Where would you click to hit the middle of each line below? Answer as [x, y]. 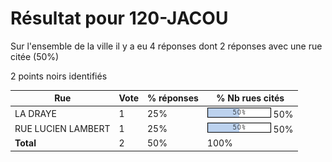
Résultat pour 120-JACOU [119, 18]
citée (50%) [35, 56]
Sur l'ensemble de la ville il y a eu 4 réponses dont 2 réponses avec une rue [166, 46]
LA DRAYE [35, 113]
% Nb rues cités [250, 98]
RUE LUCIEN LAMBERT [62, 128]
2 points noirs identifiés [59, 76]
